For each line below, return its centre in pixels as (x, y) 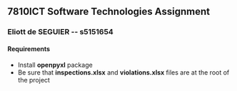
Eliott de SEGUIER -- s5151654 (61, 32)
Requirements (29, 48)
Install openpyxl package (55, 65)
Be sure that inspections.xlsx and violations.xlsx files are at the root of (123, 72)
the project (34, 80)
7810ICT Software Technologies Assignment (109, 12)
